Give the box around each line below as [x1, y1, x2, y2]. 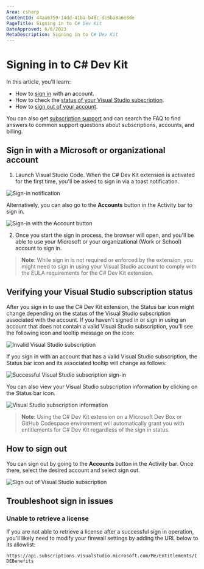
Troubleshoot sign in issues [6, 496, 114, 506]
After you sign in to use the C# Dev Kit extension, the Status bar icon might [6, 303, 194, 310]
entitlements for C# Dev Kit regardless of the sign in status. [21, 426, 170, 433]
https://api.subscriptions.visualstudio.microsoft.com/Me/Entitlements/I [6, 553, 198, 559]
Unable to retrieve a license [6, 514, 90, 523]
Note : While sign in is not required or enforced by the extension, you [21, 256, 193, 263]
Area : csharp [6, 9, 40, 15]
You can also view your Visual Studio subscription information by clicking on [6, 383, 198, 390]
